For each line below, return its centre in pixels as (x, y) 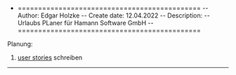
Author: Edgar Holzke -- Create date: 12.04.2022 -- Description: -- (114, 15)
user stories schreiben (50, 57)
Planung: (20, 44)
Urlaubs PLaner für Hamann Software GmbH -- (85, 23)
